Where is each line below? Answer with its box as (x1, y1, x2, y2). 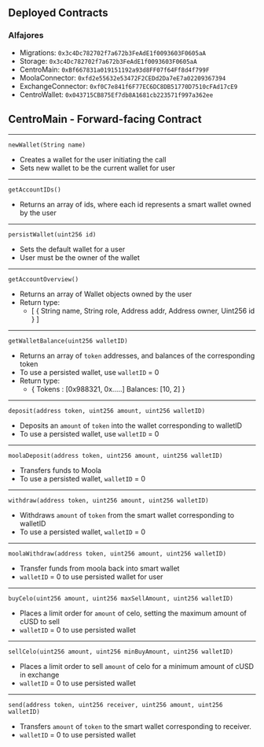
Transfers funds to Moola (19, 465, 102, 475)
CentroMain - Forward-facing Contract (8, 113, 202, 126)
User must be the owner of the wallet (19, 252, 140, 262)
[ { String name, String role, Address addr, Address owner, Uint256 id (31, 306, 255, 315)
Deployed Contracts (8, 6, 108, 20)
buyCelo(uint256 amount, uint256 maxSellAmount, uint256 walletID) (8, 594, 234, 602)
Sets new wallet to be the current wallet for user (19, 163, 175, 173)
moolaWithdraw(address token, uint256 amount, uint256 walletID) (8, 549, 226, 558)
